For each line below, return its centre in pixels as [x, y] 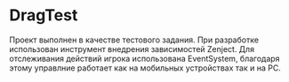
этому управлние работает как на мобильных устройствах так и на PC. [145, 68]
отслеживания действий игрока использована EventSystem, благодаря [144, 58]
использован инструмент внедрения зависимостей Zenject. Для [132, 48]
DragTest [44, 15]
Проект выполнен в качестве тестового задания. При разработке [134, 40]
